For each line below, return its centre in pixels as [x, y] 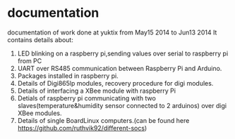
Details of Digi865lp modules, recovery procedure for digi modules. [115, 83]
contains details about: [41, 39]
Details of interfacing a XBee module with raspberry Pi [97, 91]
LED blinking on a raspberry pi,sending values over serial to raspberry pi [123, 53]
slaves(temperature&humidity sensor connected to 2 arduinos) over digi [122, 105]
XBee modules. [40, 113]
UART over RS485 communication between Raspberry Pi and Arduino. [120, 68]
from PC [30, 60]
